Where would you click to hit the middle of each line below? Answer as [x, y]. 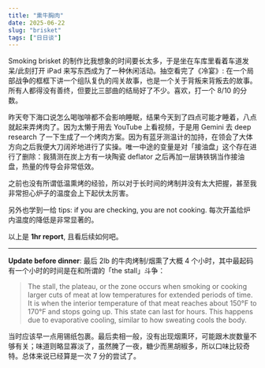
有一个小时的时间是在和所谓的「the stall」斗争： [87, 271]
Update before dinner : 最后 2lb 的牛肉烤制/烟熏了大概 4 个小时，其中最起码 [131, 261]
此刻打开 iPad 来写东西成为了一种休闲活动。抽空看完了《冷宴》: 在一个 [132, 71]
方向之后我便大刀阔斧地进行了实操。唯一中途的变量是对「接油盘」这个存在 [129, 147]
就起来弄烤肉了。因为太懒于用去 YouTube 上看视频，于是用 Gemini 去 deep [130, 127]
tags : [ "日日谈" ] [35, 38]
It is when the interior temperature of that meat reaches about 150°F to [142, 303]
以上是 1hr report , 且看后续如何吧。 [65, 237]
